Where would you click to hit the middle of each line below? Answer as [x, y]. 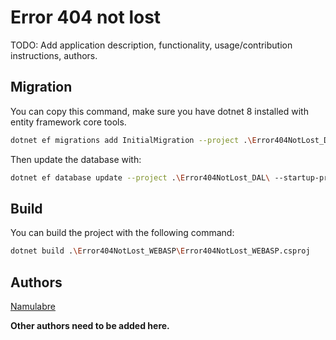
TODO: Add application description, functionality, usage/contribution [151, 45]
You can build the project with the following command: [122, 233]
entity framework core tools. [68, 122]
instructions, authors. [54, 55]
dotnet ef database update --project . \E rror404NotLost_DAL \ [140, 177]
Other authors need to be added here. [90, 325]
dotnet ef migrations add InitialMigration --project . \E [133, 140]
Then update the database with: [76, 159]
